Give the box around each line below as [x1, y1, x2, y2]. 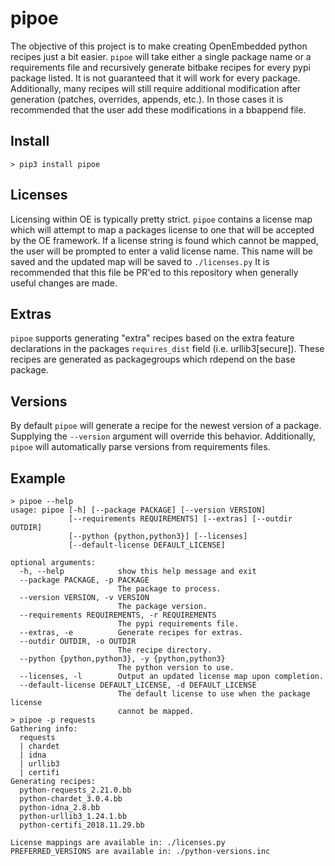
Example [10, 470, 66, 487]
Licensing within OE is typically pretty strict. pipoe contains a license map [10, 213, 313, 225]
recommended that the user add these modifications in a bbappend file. [10, 103, 307, 116]
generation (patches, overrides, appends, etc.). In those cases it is [10, 93, 284, 105]
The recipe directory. [117, 645, 213, 655]
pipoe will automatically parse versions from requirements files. [10, 441, 271, 453]
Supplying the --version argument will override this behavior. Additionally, [10, 430, 316, 442]
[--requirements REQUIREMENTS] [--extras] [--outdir [68, 514, 293, 524]
